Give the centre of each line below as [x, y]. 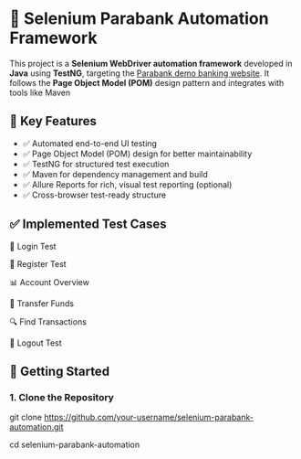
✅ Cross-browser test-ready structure [94, 195]
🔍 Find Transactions [48, 321]
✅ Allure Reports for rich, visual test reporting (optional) [127, 184]
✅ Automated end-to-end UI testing [90, 143]
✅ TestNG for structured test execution [96, 164]
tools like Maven [40, 92]
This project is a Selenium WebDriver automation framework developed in [151, 63]
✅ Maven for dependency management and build [115, 174]
